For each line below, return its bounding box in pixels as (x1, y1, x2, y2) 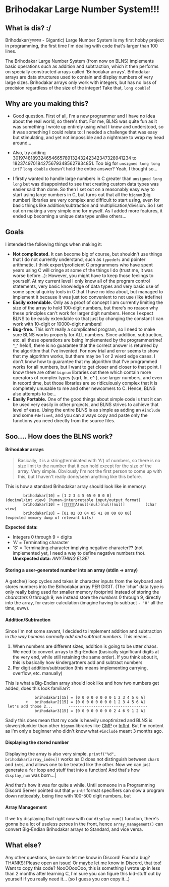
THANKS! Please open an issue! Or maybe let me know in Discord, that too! (5, 860, 162, 866)
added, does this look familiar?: (5, 685, 71, 691)
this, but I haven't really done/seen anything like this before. (17, 474, 142, 480)
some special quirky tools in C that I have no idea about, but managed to (12, 288, 163, 294)
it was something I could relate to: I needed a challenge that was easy (12, 129, 158, 135)
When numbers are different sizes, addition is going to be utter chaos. (12, 643, 158, 649)
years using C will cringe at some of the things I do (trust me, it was (12, 267, 153, 273)
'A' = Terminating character (12, 540, 70, 546)
